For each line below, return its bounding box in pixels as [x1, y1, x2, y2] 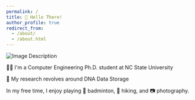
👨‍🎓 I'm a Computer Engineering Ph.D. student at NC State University [6, 64, 174, 71]
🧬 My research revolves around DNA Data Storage [6, 75, 129, 82]
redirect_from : [6, 25, 44, 31]
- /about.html [11, 36, 46, 42]
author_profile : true [6, 20, 60, 25]
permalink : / [6, 8, 39, 15]
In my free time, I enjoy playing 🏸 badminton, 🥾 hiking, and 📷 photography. [6, 87, 190, 94]
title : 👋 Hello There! [6, 14, 62, 20]
